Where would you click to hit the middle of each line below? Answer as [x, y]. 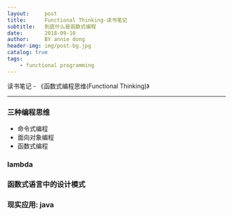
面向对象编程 [35, 137]
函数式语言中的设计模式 [46, 184]
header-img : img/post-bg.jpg [49, 46]
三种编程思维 [29, 112]
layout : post [32, 14]
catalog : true [28, 53]
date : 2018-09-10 [42, 33]
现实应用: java [31, 204]
